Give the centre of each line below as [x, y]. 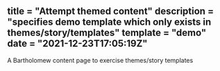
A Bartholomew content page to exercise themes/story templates [100, 60]
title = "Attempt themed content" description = [110, 11]
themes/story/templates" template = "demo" [107, 33]
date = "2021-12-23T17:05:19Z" [77, 44]
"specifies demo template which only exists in [109, 22]
